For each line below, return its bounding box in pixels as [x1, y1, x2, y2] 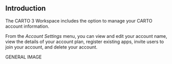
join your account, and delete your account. [5, 44, 98, 50]
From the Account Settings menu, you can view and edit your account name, [5, 33, 168, 39]
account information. [5, 23, 50, 29]
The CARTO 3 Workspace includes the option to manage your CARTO [5, 17, 152, 24]
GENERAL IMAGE [5, 54, 42, 60]
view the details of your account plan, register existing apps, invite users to [5, 38, 164, 45]
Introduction [5, 4, 46, 13]
